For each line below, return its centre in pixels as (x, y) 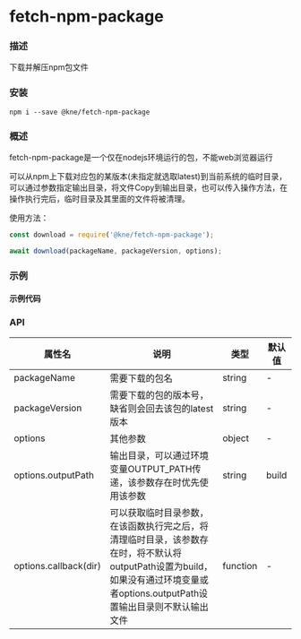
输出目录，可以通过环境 (159, 455)
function (240, 566)
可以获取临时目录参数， (159, 513)
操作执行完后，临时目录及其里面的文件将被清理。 (99, 199)
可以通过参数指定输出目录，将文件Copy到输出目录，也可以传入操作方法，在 (149, 188)
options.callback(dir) (57, 566)
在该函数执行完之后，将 (159, 526)
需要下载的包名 (141, 378)
